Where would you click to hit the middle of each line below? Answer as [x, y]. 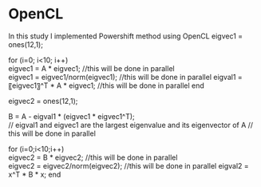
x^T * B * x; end [35, 174]
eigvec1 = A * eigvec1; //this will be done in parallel [91, 68]
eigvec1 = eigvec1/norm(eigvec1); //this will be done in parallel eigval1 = [126, 77]
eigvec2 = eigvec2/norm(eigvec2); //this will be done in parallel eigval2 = [129, 165]
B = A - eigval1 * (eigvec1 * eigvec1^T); [72, 116]
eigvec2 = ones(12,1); [43, 101]
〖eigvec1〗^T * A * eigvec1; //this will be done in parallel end [107, 86]
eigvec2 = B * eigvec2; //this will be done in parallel [93, 157]
